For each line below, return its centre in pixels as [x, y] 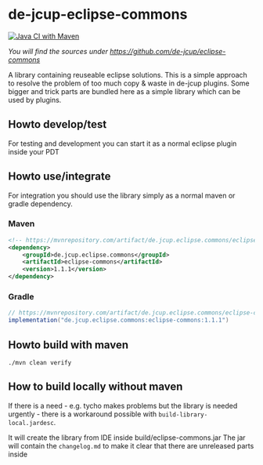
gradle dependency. [40, 203]
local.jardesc [31, 423]
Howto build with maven [68, 345]
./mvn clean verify [40, 362]
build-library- [183, 414]
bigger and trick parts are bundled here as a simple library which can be [124, 91]
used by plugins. [35, 100]
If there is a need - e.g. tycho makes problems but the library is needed [123, 405]
